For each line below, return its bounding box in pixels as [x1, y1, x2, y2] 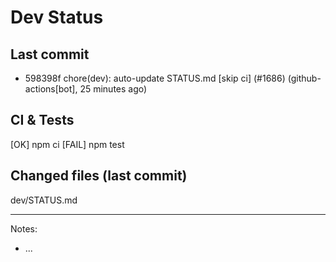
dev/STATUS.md [10, 194, 78, 206]
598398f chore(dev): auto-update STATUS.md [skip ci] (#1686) [24, 72, 286, 84]
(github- [287, 72, 322, 84]
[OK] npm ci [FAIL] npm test [10, 138, 125, 150]
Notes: [10, 222, 38, 235]
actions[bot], [24, 83, 78, 95]
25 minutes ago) [79, 83, 148, 95]
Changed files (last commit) [10, 167, 188, 185]
